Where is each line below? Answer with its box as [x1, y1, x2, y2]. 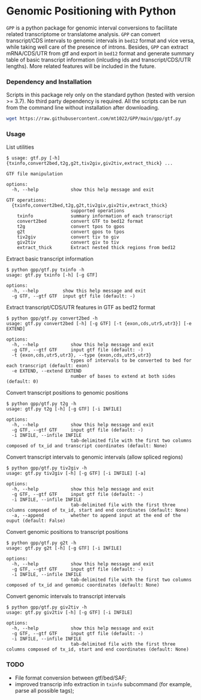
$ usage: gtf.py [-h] [6, 155, 61, 161]
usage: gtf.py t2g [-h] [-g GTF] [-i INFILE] [6, 406, 122, 412]
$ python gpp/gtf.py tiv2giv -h [6, 465, 87, 471]
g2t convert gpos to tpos [17, 229, 125, 235]
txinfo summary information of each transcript [17, 213, 173, 219]
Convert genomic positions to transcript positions [6, 528, 128, 536]
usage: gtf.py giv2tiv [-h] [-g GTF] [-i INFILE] [6, 610, 133, 616]
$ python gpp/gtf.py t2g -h [6, 401, 77, 407]
